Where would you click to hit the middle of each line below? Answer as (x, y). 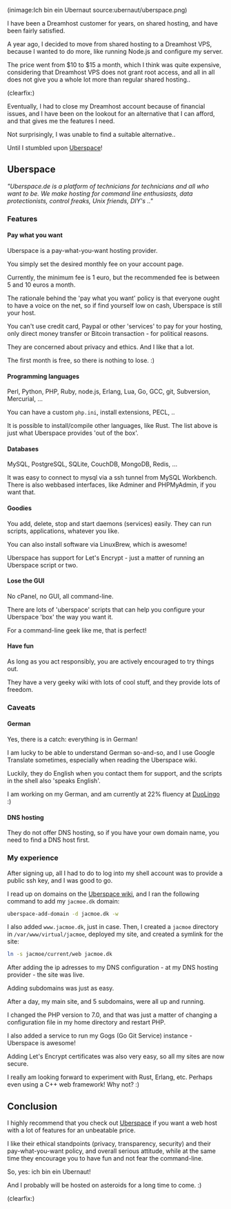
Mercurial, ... (25, 399)
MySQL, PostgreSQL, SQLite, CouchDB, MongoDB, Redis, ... (92, 464)
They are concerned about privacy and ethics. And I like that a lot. (101, 347)
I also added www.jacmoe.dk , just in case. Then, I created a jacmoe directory (113, 927)
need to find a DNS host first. (49, 840)
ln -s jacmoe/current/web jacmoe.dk (60, 954)
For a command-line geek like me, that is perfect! (77, 630)
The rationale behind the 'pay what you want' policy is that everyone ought (113, 298)
